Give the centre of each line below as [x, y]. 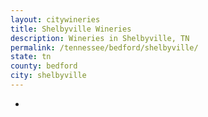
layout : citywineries [55, 19]
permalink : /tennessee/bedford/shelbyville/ [104, 47]
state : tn [31, 57]
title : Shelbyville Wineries [71, 29]
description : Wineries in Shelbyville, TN [100, 38]
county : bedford [44, 66]
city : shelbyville [48, 76]
